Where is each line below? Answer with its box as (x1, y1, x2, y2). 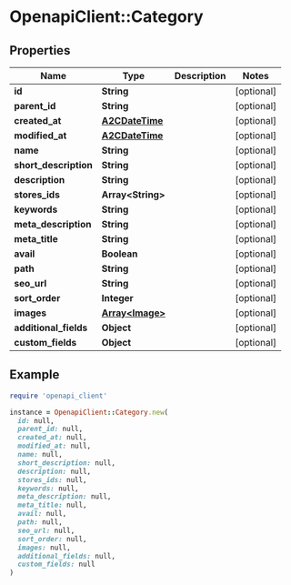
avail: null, (17, 509, 67, 519)
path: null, (17, 518, 64, 527)
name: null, (17, 450, 64, 459)
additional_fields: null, (17, 551, 116, 560)
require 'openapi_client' (9, 391, 107, 400)
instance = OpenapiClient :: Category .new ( (9, 408, 169, 417)
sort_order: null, (17, 534, 88, 543)
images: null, (17, 543, 71, 552)
